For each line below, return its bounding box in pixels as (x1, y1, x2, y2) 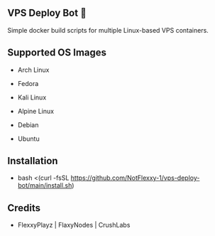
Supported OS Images (7, 47, 107, 59)
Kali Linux (17, 93, 47, 102)
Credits (7, 202, 41, 214)
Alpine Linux (17, 107, 55, 115)
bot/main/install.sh (17, 181, 72, 190)
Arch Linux (17, 65, 50, 74)
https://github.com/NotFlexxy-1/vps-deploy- (70, 173, 200, 182)
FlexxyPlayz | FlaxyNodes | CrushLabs (17, 221, 131, 230)
